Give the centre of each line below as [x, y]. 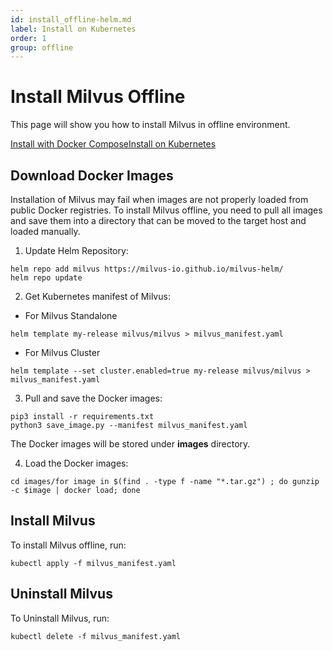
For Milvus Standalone [71, 315]
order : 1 [28, 38]
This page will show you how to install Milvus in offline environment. [150, 125]
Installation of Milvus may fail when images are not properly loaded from [159, 199]
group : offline [42, 47]
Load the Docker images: [76, 463]
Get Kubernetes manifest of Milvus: [97, 296]
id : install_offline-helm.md [71, 19]
